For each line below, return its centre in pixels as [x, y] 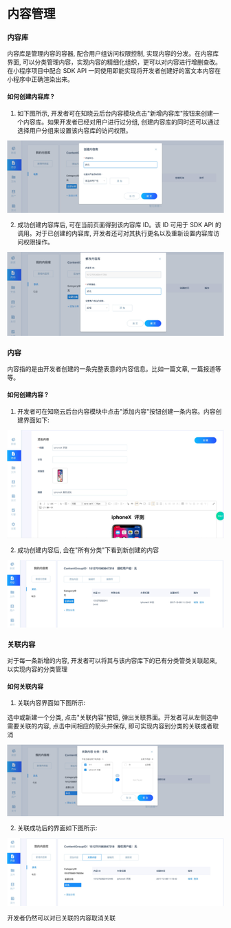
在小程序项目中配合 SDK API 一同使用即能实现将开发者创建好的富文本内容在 [114, 71]
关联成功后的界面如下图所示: [57, 828]
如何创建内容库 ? [31, 96]
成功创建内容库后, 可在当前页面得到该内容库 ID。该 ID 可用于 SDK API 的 [119, 224]
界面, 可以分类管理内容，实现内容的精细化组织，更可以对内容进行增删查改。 [114, 62]
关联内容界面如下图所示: [51, 703]
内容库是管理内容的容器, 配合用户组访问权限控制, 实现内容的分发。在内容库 [113, 54]
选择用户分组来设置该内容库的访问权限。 [74, 130]
